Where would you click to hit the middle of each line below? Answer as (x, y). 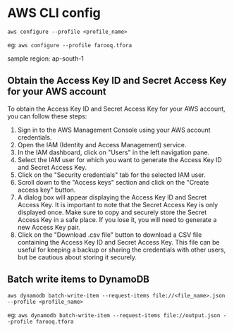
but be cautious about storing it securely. (77, 257)
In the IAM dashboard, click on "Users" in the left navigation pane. (113, 152)
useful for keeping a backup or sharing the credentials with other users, (122, 250)
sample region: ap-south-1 (46, 59)
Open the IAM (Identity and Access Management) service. (102, 145)
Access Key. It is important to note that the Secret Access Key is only (118, 204)
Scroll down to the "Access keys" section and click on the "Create (113, 182)
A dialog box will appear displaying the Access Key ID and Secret (112, 197)
